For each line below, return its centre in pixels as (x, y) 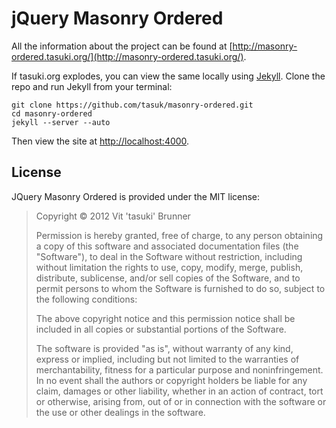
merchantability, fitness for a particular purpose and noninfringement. (179, 369)
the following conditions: (86, 299)
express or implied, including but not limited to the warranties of (167, 359)
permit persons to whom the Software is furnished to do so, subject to (180, 288)
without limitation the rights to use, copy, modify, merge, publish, (169, 267)
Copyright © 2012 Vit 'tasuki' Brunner (113, 216)
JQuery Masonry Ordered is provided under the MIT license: (136, 196)
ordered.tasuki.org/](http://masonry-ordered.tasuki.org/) (127, 56)
